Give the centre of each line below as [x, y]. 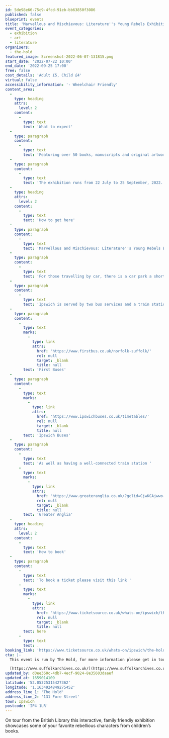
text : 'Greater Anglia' [48, 515]
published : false [23, 15]
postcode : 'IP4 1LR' [27, 706]
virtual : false [21, 80]
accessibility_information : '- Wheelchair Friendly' [62, 84]
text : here [35, 631]
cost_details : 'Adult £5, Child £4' [44, 75]
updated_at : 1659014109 [30, 678]
